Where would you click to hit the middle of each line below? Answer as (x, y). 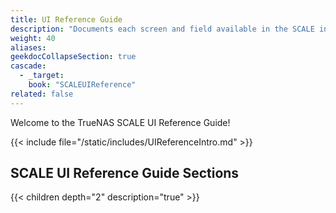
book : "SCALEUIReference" (82, 85)
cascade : (28, 66)
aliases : (28, 47)
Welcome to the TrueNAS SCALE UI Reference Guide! (120, 122)
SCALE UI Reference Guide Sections (125, 173)
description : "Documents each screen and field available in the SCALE (162, 29)
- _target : (42, 76)
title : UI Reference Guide (66, 19)
